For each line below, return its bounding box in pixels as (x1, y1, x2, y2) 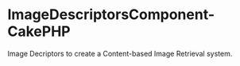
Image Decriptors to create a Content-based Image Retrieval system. (7, 49, 233, 58)
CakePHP (7, 22, 71, 41)
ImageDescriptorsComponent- (7, 6, 215, 24)
